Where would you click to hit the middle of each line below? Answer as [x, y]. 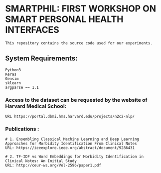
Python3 [13, 70]
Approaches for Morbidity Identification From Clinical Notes [71, 144]
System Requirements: [41, 59]
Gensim [12, 79]
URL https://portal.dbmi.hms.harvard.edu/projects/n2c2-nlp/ [70, 117]
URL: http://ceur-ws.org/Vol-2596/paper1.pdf [53, 166]
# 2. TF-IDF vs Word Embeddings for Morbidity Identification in [74, 157]
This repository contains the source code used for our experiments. [79, 43]
